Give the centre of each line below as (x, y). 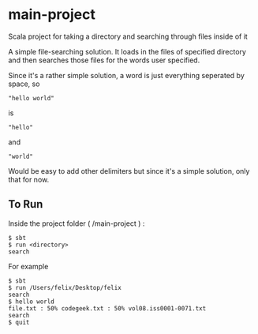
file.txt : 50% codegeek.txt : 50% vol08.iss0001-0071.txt (107, 308)
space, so (24, 84)
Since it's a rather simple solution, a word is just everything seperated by (126, 75)
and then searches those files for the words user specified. (104, 60)
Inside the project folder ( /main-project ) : (77, 223)
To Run (26, 204)
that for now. (29, 179)
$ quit (19, 322)
